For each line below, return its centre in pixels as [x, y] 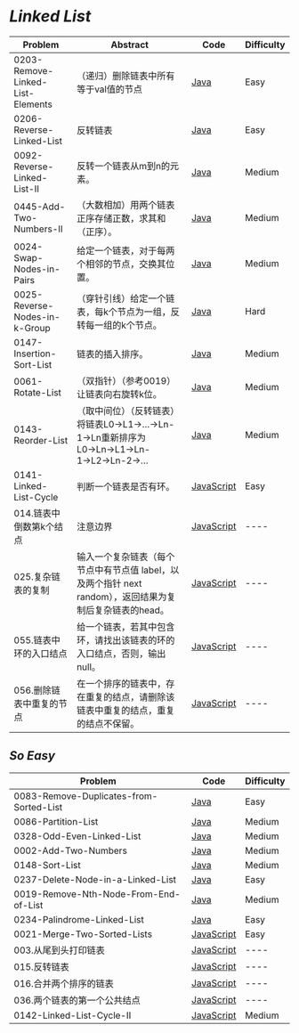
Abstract [130, 45]
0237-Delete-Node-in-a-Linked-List [95, 879]
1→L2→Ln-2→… [113, 460]
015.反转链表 [41, 966]
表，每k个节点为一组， [124, 312]
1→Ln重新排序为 [112, 437]
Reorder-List [41, 440]
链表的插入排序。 [113, 354]
